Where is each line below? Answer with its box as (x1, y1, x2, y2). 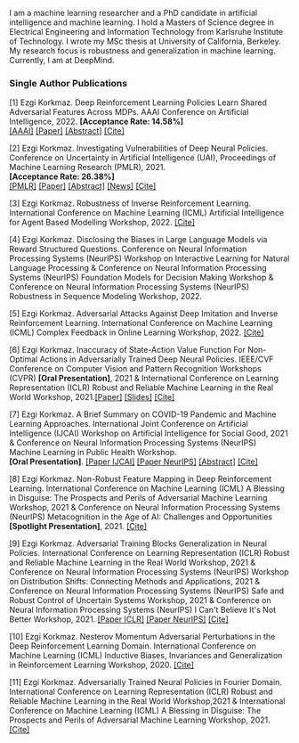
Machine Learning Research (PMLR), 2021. (9, 162, 166, 173)
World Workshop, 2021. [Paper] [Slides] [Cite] (9, 392, 175, 403)
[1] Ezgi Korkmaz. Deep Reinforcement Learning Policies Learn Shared (9, 97, 267, 108)
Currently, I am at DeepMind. (9, 55, 115, 65)
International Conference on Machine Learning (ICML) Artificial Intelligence (9, 208, 285, 218)
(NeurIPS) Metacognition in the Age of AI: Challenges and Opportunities (9, 511, 273, 522)
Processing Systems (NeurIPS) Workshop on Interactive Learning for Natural (9, 253, 290, 264)
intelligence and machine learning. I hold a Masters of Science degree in (9, 17, 274, 28)
